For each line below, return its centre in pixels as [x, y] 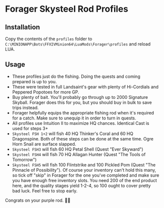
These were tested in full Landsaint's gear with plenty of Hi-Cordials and [85, 87]
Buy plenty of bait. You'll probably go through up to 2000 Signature [80, 97]
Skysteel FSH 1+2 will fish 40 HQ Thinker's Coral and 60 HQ [73, 134]
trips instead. [25, 107]
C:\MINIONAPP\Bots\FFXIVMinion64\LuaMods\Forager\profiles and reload [78, 44]
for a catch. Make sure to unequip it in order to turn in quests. [74, 118]
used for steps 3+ [30, 128]
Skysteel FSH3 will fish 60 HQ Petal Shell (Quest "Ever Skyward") [78, 149]
